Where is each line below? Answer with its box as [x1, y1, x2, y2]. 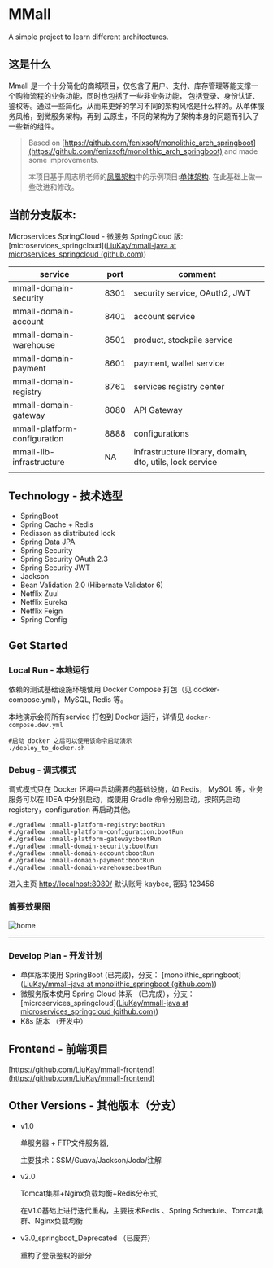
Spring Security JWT [19, 563, 91, 573]
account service [133, 310, 196, 322]
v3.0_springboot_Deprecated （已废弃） [19, 1233, 155, 1243]
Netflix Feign [19, 606, 63, 616]
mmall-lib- [12, 445, 55, 457]
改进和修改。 [35, 182, 79, 191]
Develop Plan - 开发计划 [8, 950, 103, 961]
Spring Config [19, 615, 67, 625]
